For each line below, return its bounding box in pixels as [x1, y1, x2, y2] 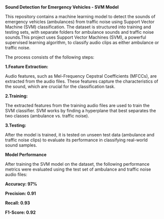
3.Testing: [5, 122, 26, 128]
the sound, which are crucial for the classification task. [5, 84, 116, 89]
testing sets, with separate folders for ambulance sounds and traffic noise [5, 29, 154, 35]
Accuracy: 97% [5, 181, 38, 187]
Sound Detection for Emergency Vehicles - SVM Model [5, 4, 119, 10]
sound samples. [5, 142, 37, 148]
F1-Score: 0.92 [5, 210, 36, 215]
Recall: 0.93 [5, 200, 30, 206]
